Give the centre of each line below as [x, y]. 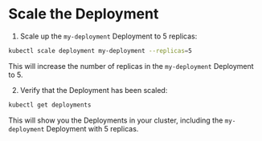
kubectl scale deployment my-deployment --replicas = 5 [100, 50]
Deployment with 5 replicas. [92, 128]
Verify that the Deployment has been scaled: [94, 90]
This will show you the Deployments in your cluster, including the [116, 120]
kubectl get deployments [50, 105]
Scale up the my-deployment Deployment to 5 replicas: [108, 36]
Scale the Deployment [84, 14]
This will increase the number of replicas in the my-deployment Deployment [131, 66]
